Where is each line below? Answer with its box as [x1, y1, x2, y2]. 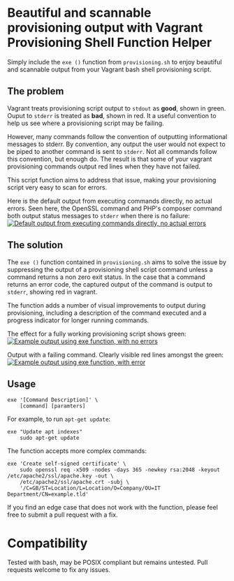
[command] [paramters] [20, 403, 86, 410]
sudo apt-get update [20, 435, 80, 442]
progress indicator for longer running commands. [7, 316, 149, 324]
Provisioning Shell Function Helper [7, 35, 212, 50]
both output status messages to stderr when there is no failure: [7, 211, 190, 220]
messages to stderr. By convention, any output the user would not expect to [7, 140, 226, 148]
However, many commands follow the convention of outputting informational [7, 132, 228, 141]
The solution [7, 239, 64, 251]
